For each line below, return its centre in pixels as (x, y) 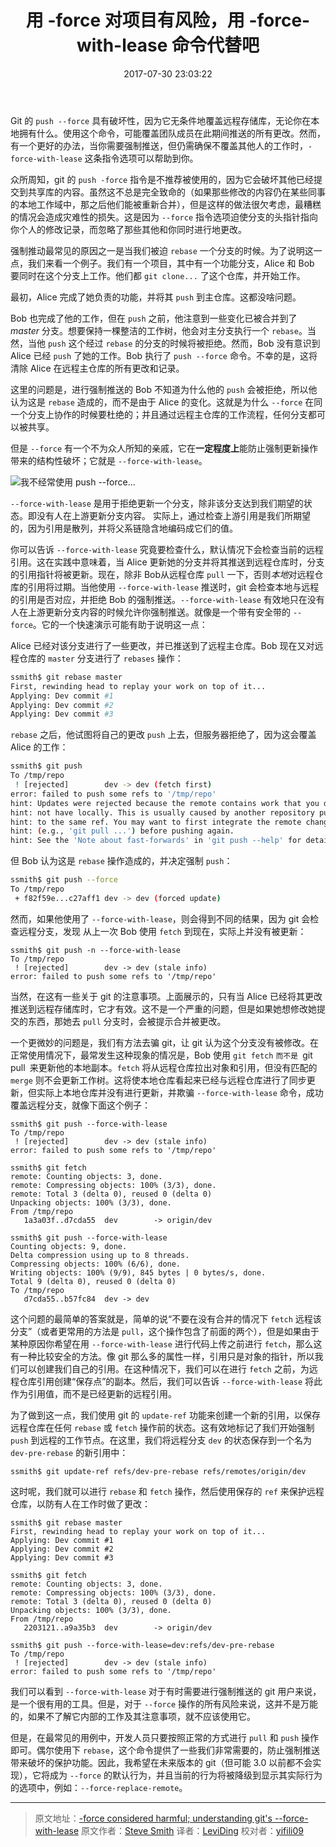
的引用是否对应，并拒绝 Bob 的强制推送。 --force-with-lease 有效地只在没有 (167, 599)
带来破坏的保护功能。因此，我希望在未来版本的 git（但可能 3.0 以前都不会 (161, 1762)
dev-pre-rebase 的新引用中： (69, 1452)
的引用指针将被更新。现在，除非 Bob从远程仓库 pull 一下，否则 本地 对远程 (162, 574)
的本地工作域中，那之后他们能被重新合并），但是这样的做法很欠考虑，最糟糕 (166, 204)
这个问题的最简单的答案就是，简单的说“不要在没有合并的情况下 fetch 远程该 (166, 1318)
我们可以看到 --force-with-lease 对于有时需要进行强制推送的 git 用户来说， (166, 1691)
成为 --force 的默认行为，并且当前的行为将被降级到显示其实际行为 (186, 1775)
